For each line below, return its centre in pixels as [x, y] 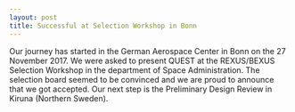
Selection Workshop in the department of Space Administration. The [135, 70]
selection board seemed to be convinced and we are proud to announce [142, 79]
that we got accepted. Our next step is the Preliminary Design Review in [141, 89]
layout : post [33, 17]
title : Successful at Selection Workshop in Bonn [103, 26]
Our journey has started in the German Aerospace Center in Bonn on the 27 [148, 51]
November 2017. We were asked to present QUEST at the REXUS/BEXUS [142, 60]
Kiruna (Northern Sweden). [59, 98]
